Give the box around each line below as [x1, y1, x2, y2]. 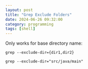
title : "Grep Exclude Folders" [5, 12, 72, 17]
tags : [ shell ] [5, 26, 36, 31]
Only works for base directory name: [5, 40, 83, 46]
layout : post [5, 7, 33, 13]
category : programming [5, 21, 54, 27]
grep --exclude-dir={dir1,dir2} [5, 50, 74, 55]
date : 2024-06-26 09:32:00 [5, 17, 63, 22]
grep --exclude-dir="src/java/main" [5, 59, 83, 64]
